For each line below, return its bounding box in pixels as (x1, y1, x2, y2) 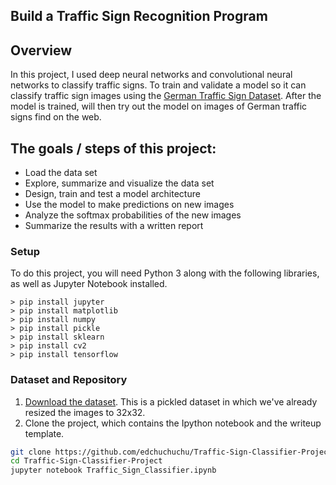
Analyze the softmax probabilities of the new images (24, 209, 242, 221)
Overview (10, 42, 73, 59)
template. (24, 427, 65, 439)
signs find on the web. (10, 111, 102, 123)
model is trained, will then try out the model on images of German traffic (10, 100, 308, 113)
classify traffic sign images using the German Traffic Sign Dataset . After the (10, 90, 322, 102)
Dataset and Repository (10, 373, 128, 387)
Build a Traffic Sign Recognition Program (10, 8, 268, 25)
